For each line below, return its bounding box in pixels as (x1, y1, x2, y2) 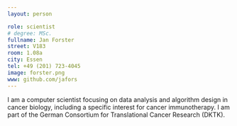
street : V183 (7, 43, 46, 50)
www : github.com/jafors (7, 76, 78, 83)
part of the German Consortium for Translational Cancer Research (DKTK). (7, 110, 226, 119)
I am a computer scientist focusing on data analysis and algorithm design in (7, 95, 228, 103)
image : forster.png (7, 69, 65, 76)
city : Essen (7, 56, 43, 64)
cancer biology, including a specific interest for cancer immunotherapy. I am (7, 103, 231, 111)
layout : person (7, 10, 53, 18)
